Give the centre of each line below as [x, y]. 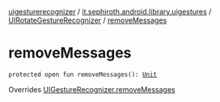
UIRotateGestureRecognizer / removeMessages [88, 20]
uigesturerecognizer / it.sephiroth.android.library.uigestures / [110, 12]
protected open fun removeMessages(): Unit [83, 74]
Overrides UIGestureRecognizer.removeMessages [92, 89]
